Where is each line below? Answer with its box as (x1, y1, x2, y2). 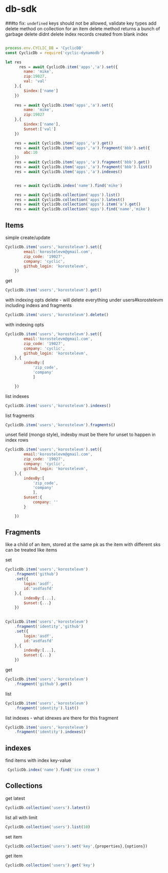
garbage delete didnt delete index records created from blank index (5, 31, 148, 37)
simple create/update (5, 234, 50, 241)
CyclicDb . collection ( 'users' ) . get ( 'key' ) (5, 863, 95, 868)
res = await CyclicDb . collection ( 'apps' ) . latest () (14, 197, 125, 202)
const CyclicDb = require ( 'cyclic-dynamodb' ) (5, 50, 104, 56)
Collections (5, 781, 43, 790)
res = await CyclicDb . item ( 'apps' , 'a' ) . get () (14, 140, 114, 145)
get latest (5, 795, 26, 801)
